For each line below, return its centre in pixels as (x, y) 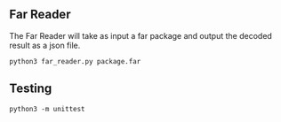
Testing (31, 89)
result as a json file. (45, 45)
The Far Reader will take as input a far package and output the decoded (141, 35)
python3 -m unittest (48, 109)
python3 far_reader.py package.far (75, 61)
